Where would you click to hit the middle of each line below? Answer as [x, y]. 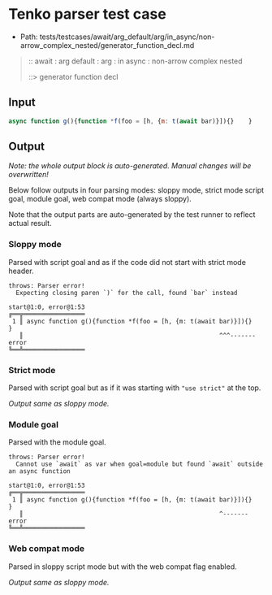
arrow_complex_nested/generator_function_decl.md [107, 45]
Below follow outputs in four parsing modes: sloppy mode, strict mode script [136, 190]
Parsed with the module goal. [58, 442]
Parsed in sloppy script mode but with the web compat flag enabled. [123, 567]
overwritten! [28, 175]
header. [21, 271]
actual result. [30, 224]
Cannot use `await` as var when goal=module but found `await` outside [140, 464]
